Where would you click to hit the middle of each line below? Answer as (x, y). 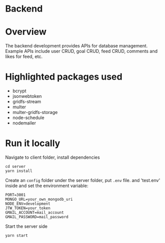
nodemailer (24, 123)
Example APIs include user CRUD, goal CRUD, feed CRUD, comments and (81, 51)
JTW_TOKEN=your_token (28, 208)
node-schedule (28, 118)
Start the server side (26, 226)
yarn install (19, 171)
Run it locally (33, 143)
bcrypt (19, 91)
